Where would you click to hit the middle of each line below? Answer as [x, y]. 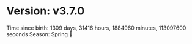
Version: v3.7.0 [46, 11]
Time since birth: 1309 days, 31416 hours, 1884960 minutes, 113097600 [96, 28]
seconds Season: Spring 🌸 [40, 34]
